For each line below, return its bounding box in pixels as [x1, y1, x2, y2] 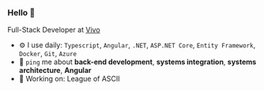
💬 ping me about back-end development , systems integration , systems [18, 57, 257, 66]
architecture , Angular [18, 66, 92, 75]
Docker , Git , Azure [18, 49, 77, 59]
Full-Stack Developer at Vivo [7, 25, 100, 35]
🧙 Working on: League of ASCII [18, 74, 120, 84]
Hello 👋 [7, 7, 36, 18]
